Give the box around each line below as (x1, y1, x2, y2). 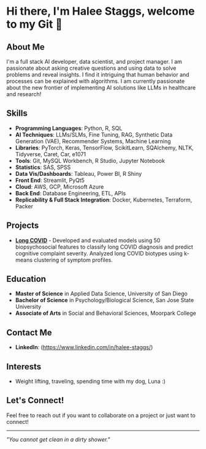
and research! (6, 91, 42, 97)
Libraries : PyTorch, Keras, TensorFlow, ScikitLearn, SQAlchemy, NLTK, (15, 144, 194, 151)
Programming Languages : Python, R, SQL (15, 124, 123, 132)
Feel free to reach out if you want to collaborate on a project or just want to (6, 412, 196, 419)
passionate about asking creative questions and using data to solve (6, 64, 177, 72)
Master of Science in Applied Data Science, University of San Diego (15, 290, 188, 298)
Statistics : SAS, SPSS (15, 164, 71, 171)
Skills (6, 108, 28, 119)
